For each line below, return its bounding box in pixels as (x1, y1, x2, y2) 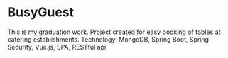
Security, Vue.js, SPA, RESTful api (7, 42, 107, 51)
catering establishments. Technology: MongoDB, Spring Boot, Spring (7, 35, 210, 43)
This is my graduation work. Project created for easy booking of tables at (7, 28, 221, 36)
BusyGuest (7, 4, 75, 21)
